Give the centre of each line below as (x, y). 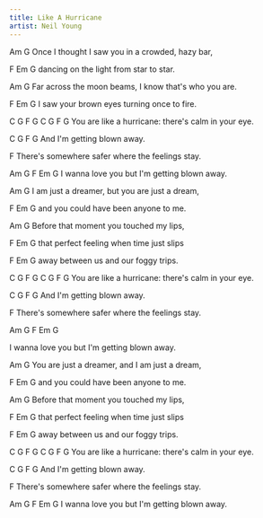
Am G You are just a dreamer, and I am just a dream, (105, 364)
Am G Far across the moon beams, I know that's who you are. (123, 86)
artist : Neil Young (46, 26)
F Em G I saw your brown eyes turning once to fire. (103, 103)
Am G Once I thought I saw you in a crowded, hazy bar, (111, 51)
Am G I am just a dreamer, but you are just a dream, (104, 190)
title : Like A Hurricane (56, 18)
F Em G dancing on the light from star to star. (92, 69)
